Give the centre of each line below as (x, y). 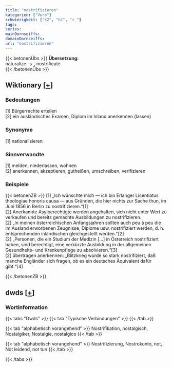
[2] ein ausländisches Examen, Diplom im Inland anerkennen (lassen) (78, 117)
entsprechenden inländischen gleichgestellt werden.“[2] (65, 234)
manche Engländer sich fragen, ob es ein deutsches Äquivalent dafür (79, 261)
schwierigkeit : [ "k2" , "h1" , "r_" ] (43, 20)
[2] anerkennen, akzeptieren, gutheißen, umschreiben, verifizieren (75, 171)
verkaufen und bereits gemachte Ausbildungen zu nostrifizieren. (73, 217)
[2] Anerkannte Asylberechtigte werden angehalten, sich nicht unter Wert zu (86, 212)
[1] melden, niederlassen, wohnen (41, 166)
